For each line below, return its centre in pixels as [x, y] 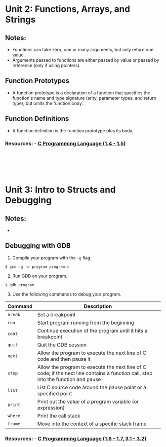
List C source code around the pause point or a [92, 387]
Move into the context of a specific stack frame [92, 424]
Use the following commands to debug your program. [67, 294]
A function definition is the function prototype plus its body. [73, 130]
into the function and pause [69, 379]
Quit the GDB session [62, 345]
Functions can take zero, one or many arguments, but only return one [83, 50]
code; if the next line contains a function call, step [95, 373]
